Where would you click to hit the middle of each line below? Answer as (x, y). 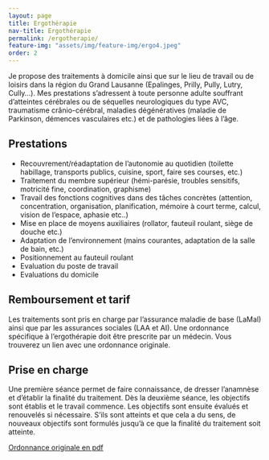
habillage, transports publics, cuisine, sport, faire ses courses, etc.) (131, 172)
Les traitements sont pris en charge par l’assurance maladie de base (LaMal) (135, 319)
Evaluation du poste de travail (69, 265)
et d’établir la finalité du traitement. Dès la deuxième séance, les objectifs (129, 398)
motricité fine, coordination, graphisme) (85, 189)
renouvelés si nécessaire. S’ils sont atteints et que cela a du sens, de (122, 415)
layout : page (30, 16)
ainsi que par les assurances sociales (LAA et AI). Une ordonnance (119, 327)
